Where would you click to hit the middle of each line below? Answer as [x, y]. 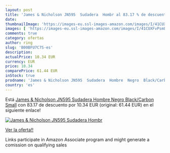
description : [19, 52]
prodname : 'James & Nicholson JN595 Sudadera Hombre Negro [72, 80]
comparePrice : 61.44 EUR [31, 71]
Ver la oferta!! [19, 130]
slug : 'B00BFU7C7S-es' [29, 47]
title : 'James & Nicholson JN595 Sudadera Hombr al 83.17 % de [75, 15]
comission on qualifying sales [36, 145]
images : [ [16, 29]
